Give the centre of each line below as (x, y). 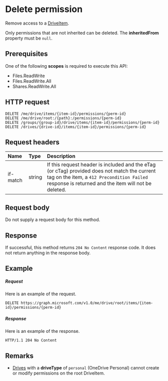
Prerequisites (26, 54)
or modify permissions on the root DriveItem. (58, 373)
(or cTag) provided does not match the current (101, 171)
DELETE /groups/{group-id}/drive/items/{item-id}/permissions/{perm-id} (82, 122)
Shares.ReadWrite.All (34, 86)
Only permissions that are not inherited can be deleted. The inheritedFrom (82, 33)
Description (61, 156)
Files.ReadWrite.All (32, 81)
